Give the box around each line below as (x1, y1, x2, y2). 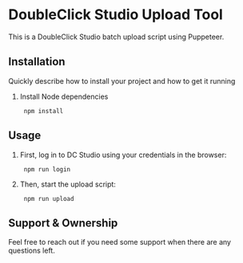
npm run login (23, 165, 71, 173)
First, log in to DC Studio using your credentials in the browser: (19, 150, 227, 159)
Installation (8, 55, 66, 69)
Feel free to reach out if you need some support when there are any (8, 237, 232, 247)
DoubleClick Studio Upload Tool (8, 6, 224, 24)
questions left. (8, 245, 56, 256)
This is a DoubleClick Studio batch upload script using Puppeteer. (8, 32, 225, 41)
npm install (23, 107, 64, 115)
